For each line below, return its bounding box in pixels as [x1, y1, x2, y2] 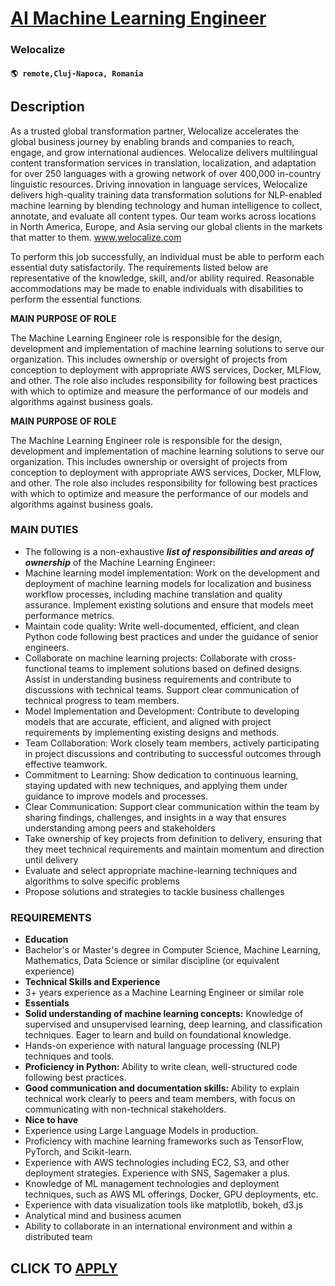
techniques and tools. [24, 1050, 115, 1062]
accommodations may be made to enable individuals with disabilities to [10, 282, 304, 294]
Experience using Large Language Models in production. [24, 1125, 259, 1137]
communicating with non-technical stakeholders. [24, 1103, 227, 1116]
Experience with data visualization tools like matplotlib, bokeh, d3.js [24, 1199, 303, 1211]
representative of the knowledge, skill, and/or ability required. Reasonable [10, 272, 315, 284]
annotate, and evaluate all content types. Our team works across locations [10, 210, 317, 222]
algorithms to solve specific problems [24, 875, 180, 887]
